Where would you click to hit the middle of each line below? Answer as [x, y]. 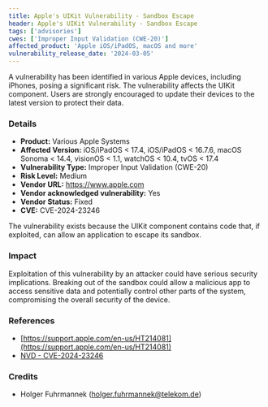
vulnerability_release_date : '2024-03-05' [81, 54]
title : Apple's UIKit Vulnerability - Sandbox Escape [102, 16]
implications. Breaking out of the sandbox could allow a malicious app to [129, 282]
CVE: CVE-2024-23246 [60, 210]
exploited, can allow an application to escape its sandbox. [105, 235]
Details [23, 123]
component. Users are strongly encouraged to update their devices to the [132, 94]
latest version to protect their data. [66, 103]
